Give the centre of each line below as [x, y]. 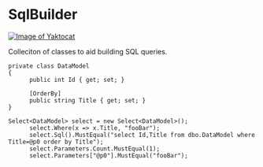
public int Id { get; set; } [77, 80]
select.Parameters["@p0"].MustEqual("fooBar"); [109, 155]
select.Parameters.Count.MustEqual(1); [94, 148]
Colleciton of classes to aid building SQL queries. [88, 51]
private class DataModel [49, 66]
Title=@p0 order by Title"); [56, 142]
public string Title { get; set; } [87, 100]
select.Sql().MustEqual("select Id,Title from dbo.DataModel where [142, 135]
